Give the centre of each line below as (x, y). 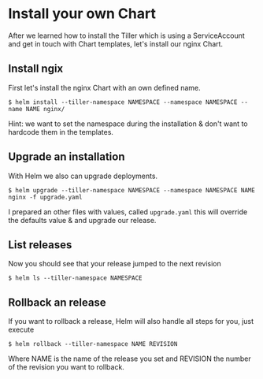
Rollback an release (57, 302)
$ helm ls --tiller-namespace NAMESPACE (76, 278)
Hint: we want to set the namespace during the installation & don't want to (128, 124)
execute (21, 330)
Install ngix (36, 69)
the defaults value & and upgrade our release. (82, 220)
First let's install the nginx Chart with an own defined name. (104, 87)
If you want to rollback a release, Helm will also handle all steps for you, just (131, 321)
